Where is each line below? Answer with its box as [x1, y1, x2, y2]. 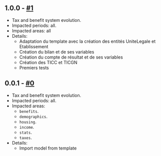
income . [19, 124, 34, 130]
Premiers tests [19, 65, 49, 71]
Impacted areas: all [11, 27, 51, 34]
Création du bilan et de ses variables [19, 49, 94, 55]
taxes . [19, 134, 32, 141]
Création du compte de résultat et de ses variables [19, 54, 123, 60]
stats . [19, 129, 32, 135]
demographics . [19, 113, 48, 119]
